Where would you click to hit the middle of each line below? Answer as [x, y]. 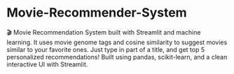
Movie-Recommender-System [97, 13]
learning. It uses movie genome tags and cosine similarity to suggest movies [117, 42]
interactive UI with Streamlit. [47, 64]
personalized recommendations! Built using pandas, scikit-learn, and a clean [117, 57]
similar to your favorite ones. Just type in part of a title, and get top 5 [105, 49]
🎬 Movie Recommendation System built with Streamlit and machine [104, 32]
